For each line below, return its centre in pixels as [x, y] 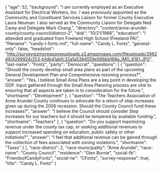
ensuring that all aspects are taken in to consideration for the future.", [75, 90]
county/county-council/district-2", [39, 33]
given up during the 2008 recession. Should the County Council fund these [81, 106]
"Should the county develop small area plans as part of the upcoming [75, 70]
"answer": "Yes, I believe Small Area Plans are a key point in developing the [81, 80]
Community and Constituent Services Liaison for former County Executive [79, 17]
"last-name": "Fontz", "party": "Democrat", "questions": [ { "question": [76, 64]
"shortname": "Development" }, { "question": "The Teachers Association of [80, 96]
